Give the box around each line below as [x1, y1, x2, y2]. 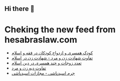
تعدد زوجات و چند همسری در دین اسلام [11, 60, 82, 66]
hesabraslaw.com [4, 34, 78, 45]
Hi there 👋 [4, 5, 35, 13]
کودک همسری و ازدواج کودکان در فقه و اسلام [11, 50, 93, 56]
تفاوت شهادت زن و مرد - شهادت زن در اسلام [11, 55, 93, 61]
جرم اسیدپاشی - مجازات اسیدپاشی [11, 70, 75, 76]
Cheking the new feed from [4, 24, 116, 35]
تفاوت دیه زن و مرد [11, 65, 46, 71]
